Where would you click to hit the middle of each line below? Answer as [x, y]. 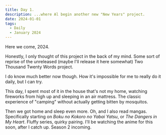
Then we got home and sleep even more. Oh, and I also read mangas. [76, 111]
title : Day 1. [20, 10]
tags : [11, 23]
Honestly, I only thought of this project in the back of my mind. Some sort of [83, 56]
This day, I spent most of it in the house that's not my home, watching [76, 91]
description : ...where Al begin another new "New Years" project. [75, 14]
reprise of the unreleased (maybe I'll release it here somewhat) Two [74, 62]
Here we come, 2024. [27, 47]
